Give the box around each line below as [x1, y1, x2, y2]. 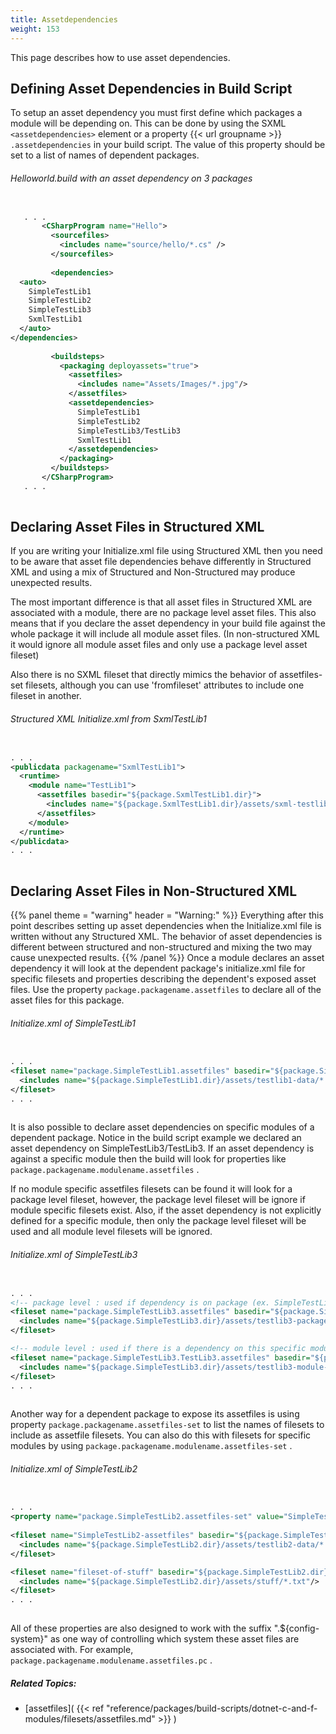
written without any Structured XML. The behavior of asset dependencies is [10, 930, 323, 942]
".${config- [273, 1622, 320, 1635]
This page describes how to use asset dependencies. [10, 51, 231, 63]
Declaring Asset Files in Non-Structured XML [10, 882, 298, 900]
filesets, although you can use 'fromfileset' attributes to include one [25, 679, 305, 691]
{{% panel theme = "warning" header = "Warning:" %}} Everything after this [10, 909, 324, 921]
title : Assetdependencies [10, 14, 118, 25]
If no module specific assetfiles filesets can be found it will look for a [10, 1183, 293, 1195]
